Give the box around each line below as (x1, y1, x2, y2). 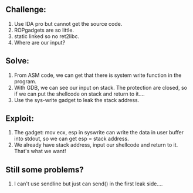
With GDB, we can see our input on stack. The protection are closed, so (13, 84, 187, 91)
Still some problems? (5, 164, 84, 175)
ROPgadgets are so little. (13, 26, 75, 33)
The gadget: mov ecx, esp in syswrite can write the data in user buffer (13, 129, 184, 136)
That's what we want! (13, 148, 66, 155)
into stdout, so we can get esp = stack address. (13, 135, 130, 143)
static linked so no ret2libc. (13, 32, 80, 40)
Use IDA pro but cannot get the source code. (13, 20, 123, 27)
